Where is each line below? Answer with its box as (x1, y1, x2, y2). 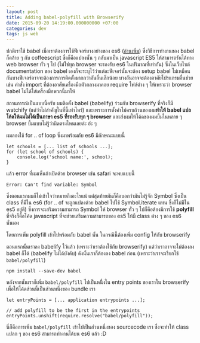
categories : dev (6, 25, 47, 32)
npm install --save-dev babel (6, 268, 82, 274)
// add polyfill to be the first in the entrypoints (6, 308, 140, 314)
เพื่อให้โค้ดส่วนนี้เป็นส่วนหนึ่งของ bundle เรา (6, 285, 96, 293)
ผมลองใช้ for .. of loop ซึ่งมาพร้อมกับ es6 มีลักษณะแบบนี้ (6, 132, 125, 139)
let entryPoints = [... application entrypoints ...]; (6, 297, 146, 304)
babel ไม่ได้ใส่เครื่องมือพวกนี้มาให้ (6, 88, 76, 95)
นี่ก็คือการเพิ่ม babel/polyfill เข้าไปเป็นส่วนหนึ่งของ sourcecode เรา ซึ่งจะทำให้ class (6, 323, 189, 330)
